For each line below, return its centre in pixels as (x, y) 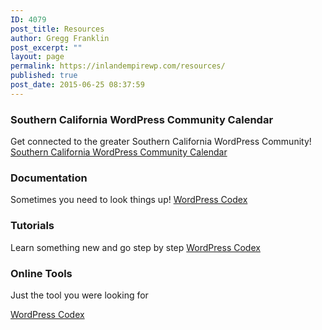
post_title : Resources (57, 29)
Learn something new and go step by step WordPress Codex (135, 247)
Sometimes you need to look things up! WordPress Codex (129, 200)
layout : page (37, 57)
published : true (44, 76)
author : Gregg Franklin (60, 38)
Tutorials (32, 226)
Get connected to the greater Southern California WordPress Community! (161, 142)
